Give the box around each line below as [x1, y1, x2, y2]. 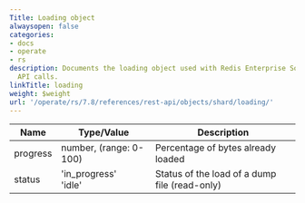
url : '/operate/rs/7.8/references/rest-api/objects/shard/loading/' [9, 97, 274, 107]
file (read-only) [154, 179, 222, 191]
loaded [154, 153, 185, 166]
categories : [9, 30, 54, 39]
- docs [9, 38, 34, 48]
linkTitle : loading [9, 81, 84, 90]
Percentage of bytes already [154, 141, 277, 154]
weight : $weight [9, 89, 71, 98]
